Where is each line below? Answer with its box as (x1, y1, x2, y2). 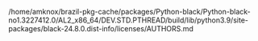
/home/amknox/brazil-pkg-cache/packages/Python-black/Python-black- (8, 7, 252, 16)
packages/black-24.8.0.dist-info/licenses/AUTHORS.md (8, 24, 193, 33)
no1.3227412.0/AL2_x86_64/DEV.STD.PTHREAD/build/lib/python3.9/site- (8, 15, 248, 25)
